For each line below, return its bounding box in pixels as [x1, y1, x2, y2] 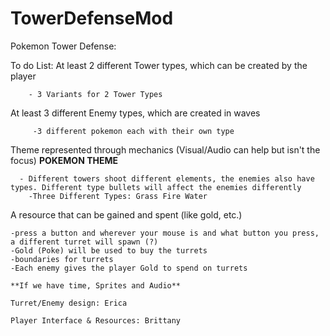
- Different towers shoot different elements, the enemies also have [19, 173, 315, 184]
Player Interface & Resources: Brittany [10, 315, 182, 326]
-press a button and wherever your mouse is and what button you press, [10, 228, 320, 238]
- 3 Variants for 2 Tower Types [28, 89, 163, 99]
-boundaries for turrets [10, 254, 114, 264]
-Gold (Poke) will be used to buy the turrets [10, 245, 208, 256]
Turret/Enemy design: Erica [10, 298, 128, 308]
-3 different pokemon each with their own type [32, 126, 235, 136]
